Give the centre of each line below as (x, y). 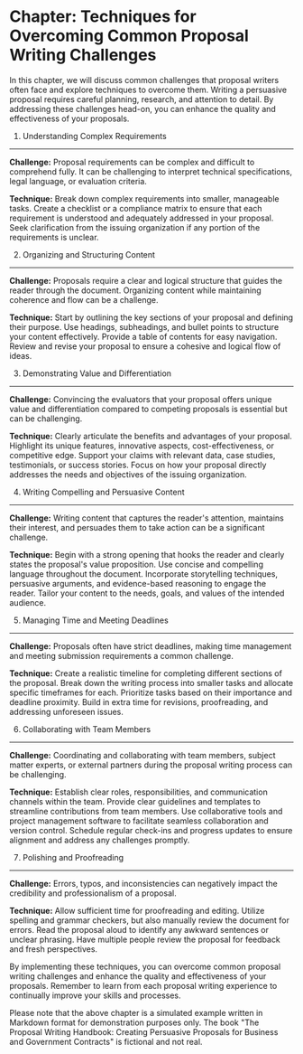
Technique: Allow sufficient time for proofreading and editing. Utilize (137, 910)
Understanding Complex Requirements (94, 136)
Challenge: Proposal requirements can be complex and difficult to (132, 162)
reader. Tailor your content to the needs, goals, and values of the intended (147, 593)
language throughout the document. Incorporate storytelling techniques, (143, 574)
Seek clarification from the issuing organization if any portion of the (135, 227)
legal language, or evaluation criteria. (78, 181)
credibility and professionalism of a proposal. (93, 893)
